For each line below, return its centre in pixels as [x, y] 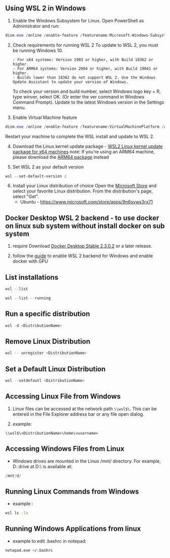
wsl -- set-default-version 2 [36, 176]
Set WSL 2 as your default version [48, 167]
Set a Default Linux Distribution [55, 369]
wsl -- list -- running [28, 298]
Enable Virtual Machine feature [45, 117]
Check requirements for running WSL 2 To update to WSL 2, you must [85, 45]
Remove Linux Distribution [48, 341]
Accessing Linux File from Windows [63, 396]
